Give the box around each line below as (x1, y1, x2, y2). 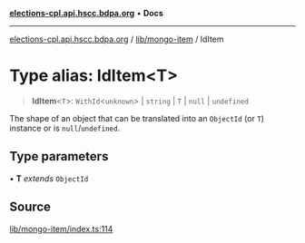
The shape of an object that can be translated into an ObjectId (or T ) (9, 112, 265, 123)
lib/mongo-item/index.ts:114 (9, 223, 113, 234)
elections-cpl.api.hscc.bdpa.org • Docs (9, 8, 163, 18)
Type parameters (9, 149, 109, 164)
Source (9, 199, 52, 215)
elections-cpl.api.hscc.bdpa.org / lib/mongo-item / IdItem (9, 34, 224, 44)
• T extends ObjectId (9, 172, 89, 184)
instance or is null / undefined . (9, 122, 121, 133)
